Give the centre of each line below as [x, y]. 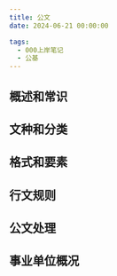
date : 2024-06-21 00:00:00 [59, 26]
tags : [19, 42]
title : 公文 [30, 17]
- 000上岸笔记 [40, 50]
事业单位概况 [44, 261]
